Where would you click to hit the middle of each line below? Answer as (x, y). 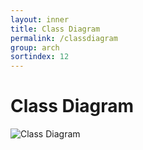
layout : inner (40, 19)
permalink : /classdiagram (64, 38)
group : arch (35, 47)
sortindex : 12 (40, 57)
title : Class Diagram (55, 29)
